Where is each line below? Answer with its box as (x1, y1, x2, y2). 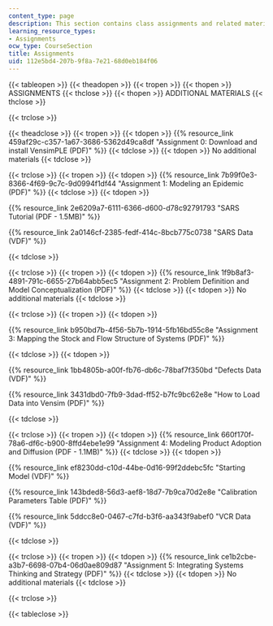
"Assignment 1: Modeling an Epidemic (117, 178, 244, 188)
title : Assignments (8, 50, 75, 58)
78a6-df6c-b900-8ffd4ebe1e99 (8, 438, 115, 448)
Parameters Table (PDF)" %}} (8, 495, 107, 505)
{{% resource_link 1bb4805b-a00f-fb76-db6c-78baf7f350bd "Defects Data (8, 365, 262, 375)
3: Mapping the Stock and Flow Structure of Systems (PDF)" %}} (8, 333, 225, 343)
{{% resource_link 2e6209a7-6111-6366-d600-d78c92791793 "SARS (8, 202, 240, 212)
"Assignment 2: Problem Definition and (119, 276, 249, 285)
